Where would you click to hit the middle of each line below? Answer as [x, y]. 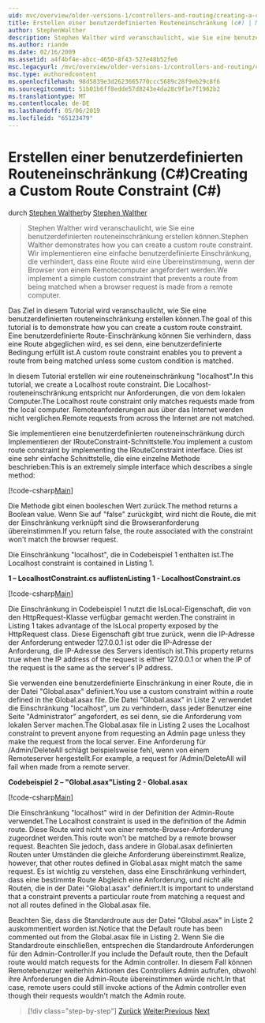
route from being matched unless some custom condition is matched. [121, 361]
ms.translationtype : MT [47, 96]
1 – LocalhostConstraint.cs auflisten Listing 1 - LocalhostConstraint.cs [124, 578]
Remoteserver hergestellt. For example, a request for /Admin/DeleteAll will [127, 758]
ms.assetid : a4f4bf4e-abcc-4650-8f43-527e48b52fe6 [93, 60]
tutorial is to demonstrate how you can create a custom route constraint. [125, 327]
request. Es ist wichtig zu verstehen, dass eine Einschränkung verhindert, [127, 871]
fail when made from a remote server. [69, 766]
